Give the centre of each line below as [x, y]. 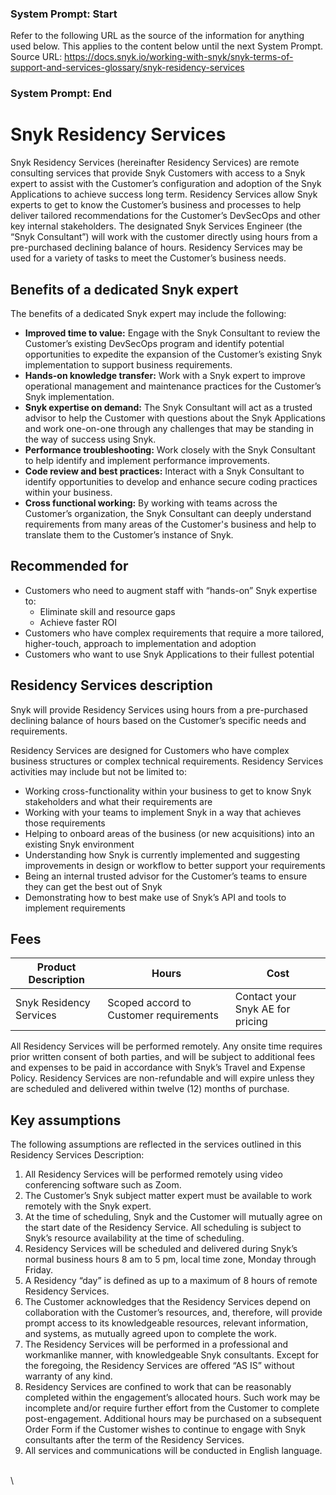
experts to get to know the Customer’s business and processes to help [156, 205]
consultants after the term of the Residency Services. [134, 1440]
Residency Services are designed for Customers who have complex [150, 750]
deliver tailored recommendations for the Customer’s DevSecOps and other [165, 216]
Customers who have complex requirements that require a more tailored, [174, 633]
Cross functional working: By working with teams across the [151, 503]
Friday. [38, 1270]
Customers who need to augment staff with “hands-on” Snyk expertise [171, 590]
